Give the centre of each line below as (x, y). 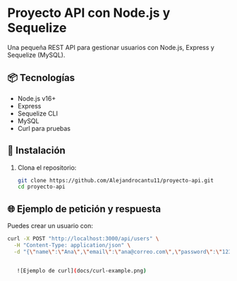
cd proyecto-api (41, 187)
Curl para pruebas (44, 128)
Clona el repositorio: (47, 168)
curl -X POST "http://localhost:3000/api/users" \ (83, 239)
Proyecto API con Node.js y (89, 13)
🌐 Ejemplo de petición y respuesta (84, 209)
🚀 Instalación (36, 150)
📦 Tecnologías (41, 78)
